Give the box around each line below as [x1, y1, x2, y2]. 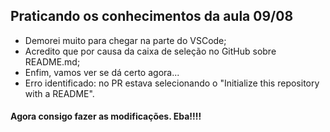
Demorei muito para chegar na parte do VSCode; [24, 34, 227, 46]
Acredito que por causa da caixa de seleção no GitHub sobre [24, 45, 277, 57]
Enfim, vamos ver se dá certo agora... [24, 66, 180, 78]
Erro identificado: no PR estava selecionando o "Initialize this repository [24, 77, 320, 89]
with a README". [24, 87, 95, 99]
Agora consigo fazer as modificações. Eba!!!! [10, 110, 202, 123]
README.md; [24, 55, 81, 68]
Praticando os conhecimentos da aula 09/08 [10, 8, 294, 25]
